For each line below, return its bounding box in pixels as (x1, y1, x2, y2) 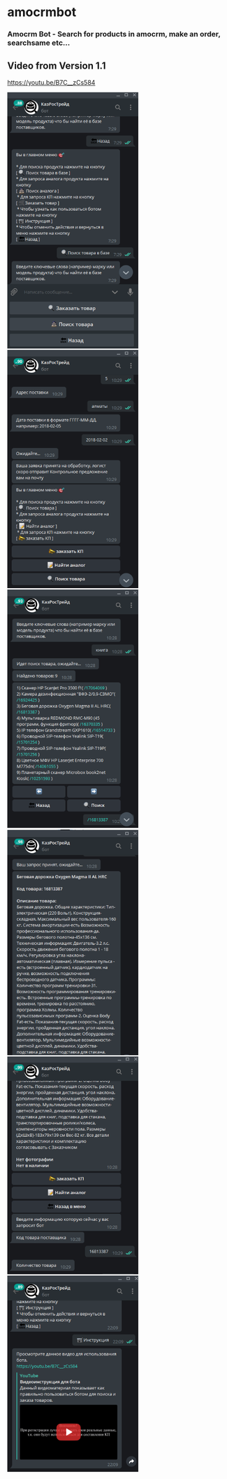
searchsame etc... (7, 38, 71, 48)
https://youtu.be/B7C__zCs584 (7, 78, 96, 86)
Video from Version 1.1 (7, 60, 106, 71)
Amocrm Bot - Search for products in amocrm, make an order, (7, 29, 221, 39)
